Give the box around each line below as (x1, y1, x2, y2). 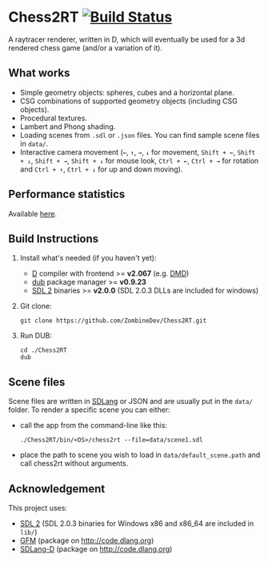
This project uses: (8, 503, 68, 512)
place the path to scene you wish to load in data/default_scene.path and (19, 450, 261, 460)
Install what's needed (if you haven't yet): (19, 253, 157, 263)
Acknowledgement (8, 482, 106, 495)
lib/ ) (19, 528, 38, 536)
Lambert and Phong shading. (19, 121, 116, 131)
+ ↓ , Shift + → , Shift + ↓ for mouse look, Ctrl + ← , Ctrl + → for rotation (19, 156, 259, 165)
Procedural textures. (19, 113, 88, 123)
